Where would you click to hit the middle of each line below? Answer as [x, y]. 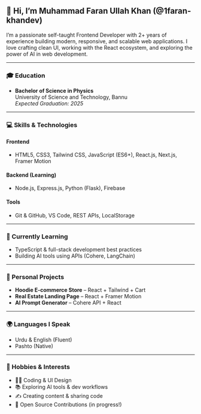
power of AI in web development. [47, 54]
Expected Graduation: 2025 [49, 104]
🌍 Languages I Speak [38, 324]
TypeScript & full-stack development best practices [78, 249]
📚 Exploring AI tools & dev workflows [61, 386]
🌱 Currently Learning [37, 236]
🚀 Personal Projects [35, 277]
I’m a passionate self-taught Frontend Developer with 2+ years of [86, 35]
